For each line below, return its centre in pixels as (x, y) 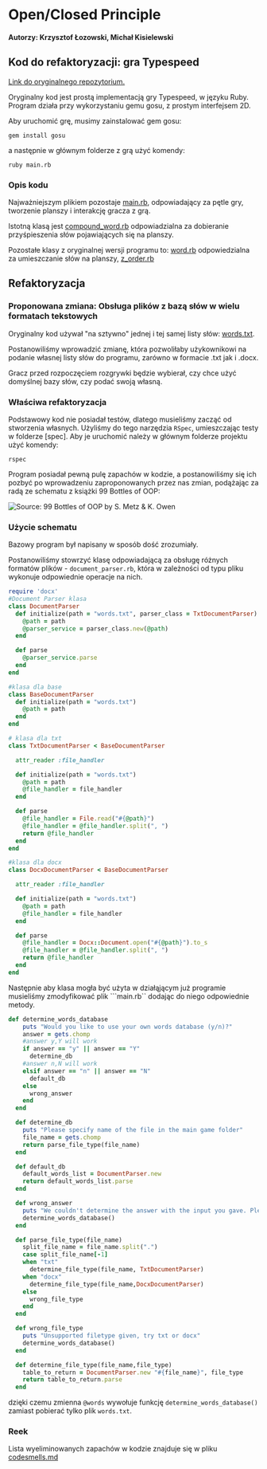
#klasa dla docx (35, 862)
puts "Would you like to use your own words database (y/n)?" (128, 1027)
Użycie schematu (43, 527)
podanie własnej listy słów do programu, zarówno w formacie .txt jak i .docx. (133, 357)
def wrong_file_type (49, 1329)
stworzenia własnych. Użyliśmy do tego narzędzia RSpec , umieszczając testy (133, 427)
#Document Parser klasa (48, 599)
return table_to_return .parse (73, 1380)
